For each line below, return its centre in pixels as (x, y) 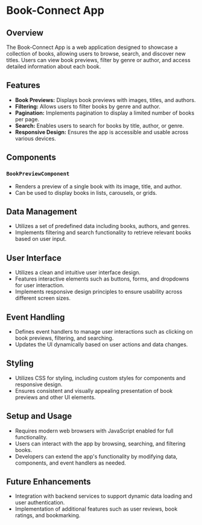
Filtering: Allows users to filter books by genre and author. (88, 106)
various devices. (35, 138)
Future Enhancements (49, 481)
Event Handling (36, 317)
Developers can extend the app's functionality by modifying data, (96, 456)
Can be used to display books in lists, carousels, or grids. (86, 192)
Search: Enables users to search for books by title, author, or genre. (99, 126)
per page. (27, 119)
